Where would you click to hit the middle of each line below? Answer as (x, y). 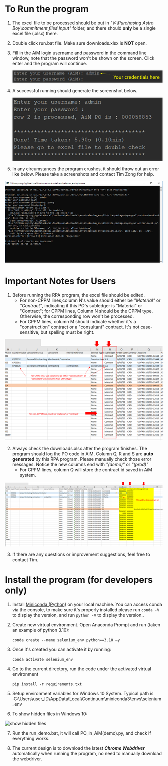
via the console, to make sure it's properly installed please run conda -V (86, 610)
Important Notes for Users (61, 281)
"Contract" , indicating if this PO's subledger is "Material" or (81, 306)
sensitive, (30, 332)
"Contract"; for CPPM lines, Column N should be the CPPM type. (86, 311)
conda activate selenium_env (43, 659)
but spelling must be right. (68, 332)
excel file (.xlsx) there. (35, 33)
